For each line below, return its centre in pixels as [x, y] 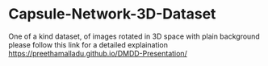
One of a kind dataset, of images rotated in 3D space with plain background [134, 36]
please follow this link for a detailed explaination [88, 44]
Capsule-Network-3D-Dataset [112, 14]
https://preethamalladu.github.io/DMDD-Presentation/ [98, 53]
